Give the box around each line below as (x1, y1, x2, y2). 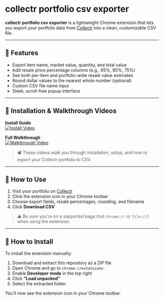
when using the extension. (17, 219, 70, 225)
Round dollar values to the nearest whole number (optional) (12, 77, 132, 83)
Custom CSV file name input (12, 82, 69, 89)
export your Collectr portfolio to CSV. (17, 156, 92, 162)
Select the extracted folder (12, 281, 66, 287)
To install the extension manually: (5, 251, 72, 256)
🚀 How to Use (5, 175, 46, 183)
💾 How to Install (5, 237, 54, 246)
